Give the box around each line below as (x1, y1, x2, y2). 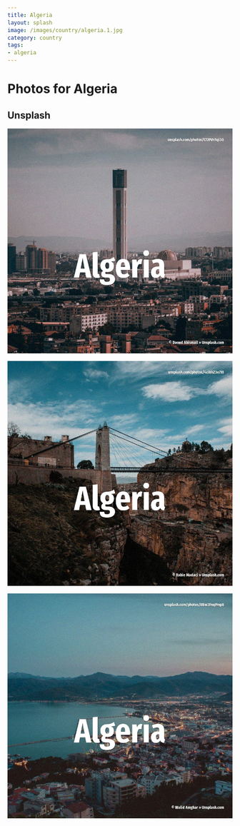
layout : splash (7, 19, 53, 26)
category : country (7, 34, 62, 41)
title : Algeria (7, 11, 53, 19)
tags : (7, 41, 24, 49)
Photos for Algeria (7, 81, 118, 97)
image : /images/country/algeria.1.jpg (7, 26, 123, 34)
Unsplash (7, 109, 51, 121)
